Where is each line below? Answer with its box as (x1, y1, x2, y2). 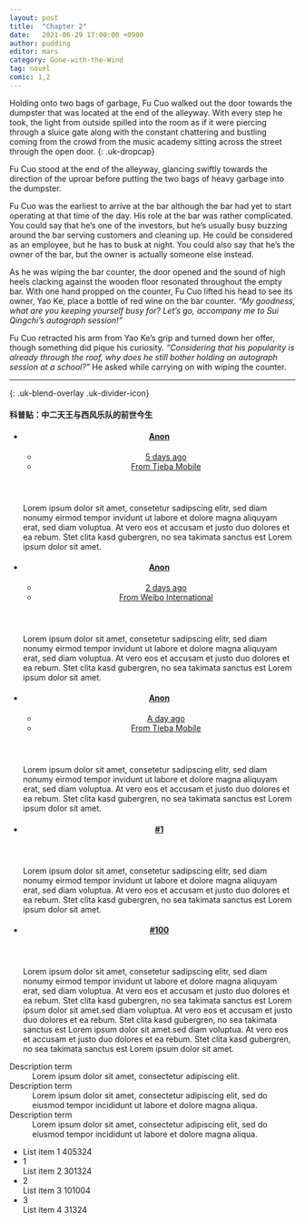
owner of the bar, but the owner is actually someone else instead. (9, 248, 254, 259)
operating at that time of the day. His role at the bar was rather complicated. (9, 210, 293, 221)
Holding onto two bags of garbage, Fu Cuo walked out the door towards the (9, 97, 293, 108)
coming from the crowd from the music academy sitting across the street (9, 136, 282, 146)
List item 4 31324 (22, 1205, 88, 1216)
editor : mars (9, 47, 59, 56)
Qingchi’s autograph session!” (9, 315, 123, 326)
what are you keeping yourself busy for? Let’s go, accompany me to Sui (9, 305, 280, 316)
